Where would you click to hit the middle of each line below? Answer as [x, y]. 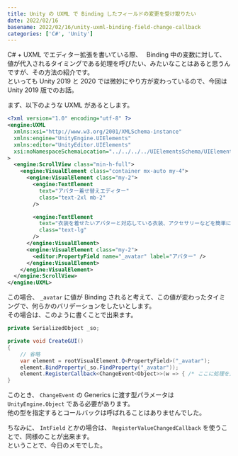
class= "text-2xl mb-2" [72, 198]
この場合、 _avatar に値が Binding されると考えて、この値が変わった [107, 297]
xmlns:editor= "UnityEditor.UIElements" [73, 145]
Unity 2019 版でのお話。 [42, 90]
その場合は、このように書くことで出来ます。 [72, 315]
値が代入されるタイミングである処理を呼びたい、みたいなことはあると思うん [119, 64]
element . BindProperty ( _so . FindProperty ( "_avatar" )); [100, 367]
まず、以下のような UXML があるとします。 [70, 105]
